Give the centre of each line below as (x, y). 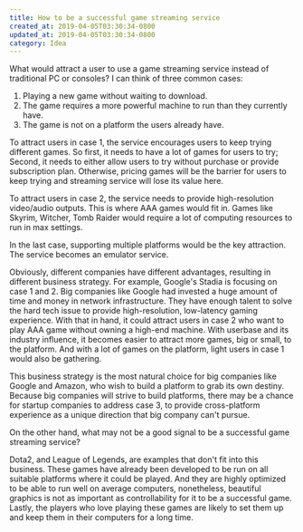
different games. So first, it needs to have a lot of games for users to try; (144, 152)
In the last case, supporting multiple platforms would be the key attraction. (148, 245)
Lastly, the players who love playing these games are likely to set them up (147, 508)
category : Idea (38, 43)
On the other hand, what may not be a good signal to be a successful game (150, 432)
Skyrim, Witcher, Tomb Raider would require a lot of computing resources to (151, 218)
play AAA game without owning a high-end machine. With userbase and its (149, 330)
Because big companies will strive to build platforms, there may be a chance (151, 396)
